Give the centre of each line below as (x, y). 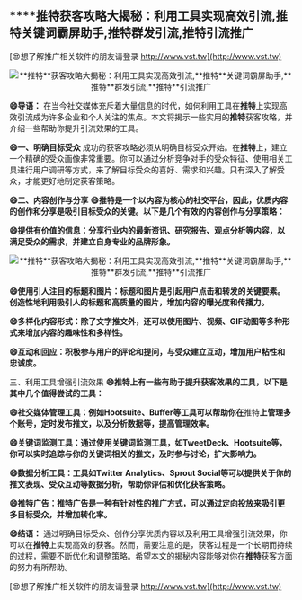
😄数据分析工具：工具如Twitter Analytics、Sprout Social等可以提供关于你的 (151, 472)
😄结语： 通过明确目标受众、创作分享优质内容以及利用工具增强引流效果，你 (148, 534)
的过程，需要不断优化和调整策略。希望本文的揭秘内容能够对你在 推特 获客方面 (151, 556)
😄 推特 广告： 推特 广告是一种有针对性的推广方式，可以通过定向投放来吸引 (143, 503)
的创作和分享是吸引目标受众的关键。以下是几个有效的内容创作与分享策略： (147, 211)
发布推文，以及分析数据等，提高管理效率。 (135, 423)
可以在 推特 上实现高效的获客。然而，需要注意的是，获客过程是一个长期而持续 (151, 544)
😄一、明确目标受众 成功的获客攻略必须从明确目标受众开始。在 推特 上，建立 (148, 147)
